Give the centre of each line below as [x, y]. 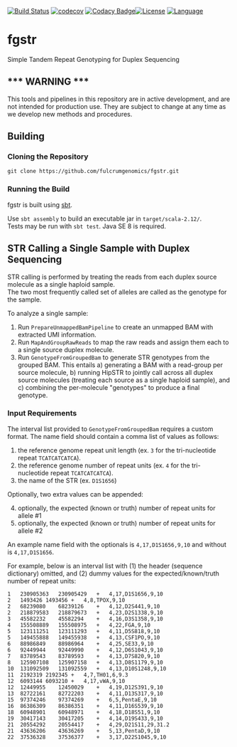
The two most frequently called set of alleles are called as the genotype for [117, 292]
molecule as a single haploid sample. [61, 284]
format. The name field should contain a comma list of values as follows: [113, 436]
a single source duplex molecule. [66, 349]
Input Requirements [42, 413]
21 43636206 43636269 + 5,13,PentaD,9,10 [84, 731]
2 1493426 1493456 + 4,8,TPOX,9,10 [66, 600]
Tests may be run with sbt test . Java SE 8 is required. [87, 226]
